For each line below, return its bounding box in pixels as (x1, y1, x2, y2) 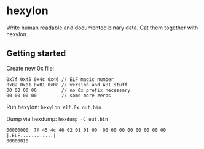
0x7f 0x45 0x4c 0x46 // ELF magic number (6, 76, 114, 83)
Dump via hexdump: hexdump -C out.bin (6, 115, 109, 123)
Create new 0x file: (6, 64, 55, 72)
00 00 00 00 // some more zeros (6, 93, 112, 99)
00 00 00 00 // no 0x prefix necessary (6, 87, 131, 93)
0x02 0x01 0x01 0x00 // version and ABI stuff (6, 82, 128, 88)
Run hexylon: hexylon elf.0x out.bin (6, 103, 101, 110)
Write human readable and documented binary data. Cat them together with (6, 24, 198, 31)
